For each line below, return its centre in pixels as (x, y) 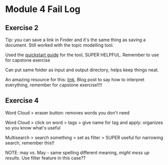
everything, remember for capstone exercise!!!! (54, 85)
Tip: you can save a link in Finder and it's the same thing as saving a (75, 40)
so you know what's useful (33, 128)
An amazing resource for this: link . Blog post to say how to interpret (75, 79)
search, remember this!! (30, 143)
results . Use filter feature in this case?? (46, 158)
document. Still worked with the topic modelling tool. (59, 45)
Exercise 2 (22, 28)
